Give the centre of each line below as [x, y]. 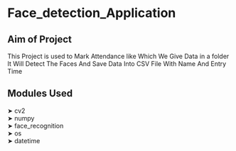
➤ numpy [21, 118]
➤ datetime [24, 140]
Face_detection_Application [92, 13]
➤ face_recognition [36, 125]
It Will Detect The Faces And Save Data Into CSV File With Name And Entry [117, 64]
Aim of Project [40, 39]
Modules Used [40, 94]
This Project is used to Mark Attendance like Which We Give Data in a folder [118, 56]
